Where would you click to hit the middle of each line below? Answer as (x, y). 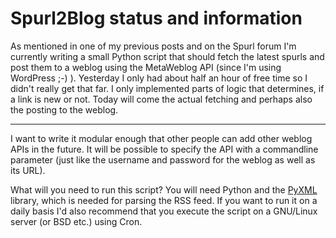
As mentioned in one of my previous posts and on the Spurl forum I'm (153, 46)
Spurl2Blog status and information (156, 18)
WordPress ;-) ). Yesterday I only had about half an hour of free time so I (159, 78)
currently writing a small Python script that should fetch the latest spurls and (167, 56)
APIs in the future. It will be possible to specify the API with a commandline (164, 149)
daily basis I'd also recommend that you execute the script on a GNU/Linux (164, 211)
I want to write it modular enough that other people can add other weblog (161, 138)
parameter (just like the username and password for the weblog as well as (163, 159)
